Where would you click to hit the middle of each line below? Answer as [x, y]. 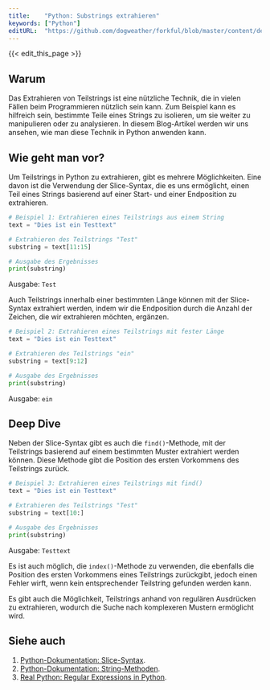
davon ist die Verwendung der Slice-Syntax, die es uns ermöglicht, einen [129, 185]
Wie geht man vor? [57, 158]
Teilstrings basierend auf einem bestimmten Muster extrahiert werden [124, 452]
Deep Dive [35, 423]
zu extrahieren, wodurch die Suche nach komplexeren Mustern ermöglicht [131, 607]
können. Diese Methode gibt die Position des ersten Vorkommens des [124, 460]
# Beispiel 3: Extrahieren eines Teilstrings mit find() [106, 483]
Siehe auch [37, 641]
